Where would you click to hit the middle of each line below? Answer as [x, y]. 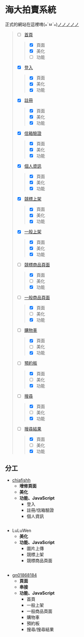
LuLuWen [22, 531]
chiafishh [21, 480]
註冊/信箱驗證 [40, 510]
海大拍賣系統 [31, 10]
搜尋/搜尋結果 [40, 629]
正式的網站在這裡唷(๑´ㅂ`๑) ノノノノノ [42, 24]
